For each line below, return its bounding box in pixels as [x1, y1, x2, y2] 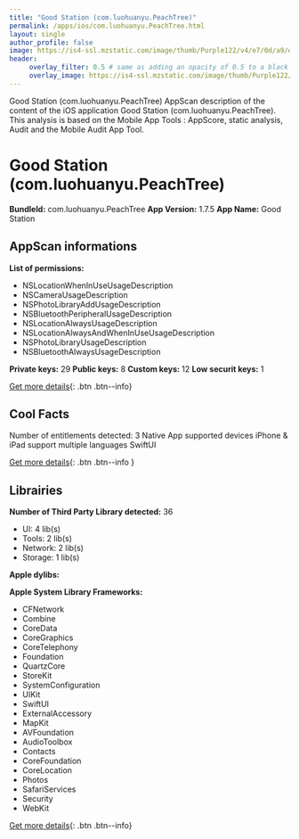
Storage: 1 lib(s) [21, 552, 80, 563]
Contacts [21, 746, 56, 757]
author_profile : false [9, 37, 93, 47]
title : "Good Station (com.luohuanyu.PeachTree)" [9, 12, 198, 22]
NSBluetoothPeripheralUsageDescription [21, 308, 172, 319]
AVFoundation [21, 728, 74, 738]
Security [21, 794, 53, 804]
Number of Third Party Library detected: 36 [9, 506, 174, 517]
